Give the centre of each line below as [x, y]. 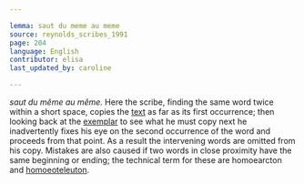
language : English [44, 51]
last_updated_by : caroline [61, 68]
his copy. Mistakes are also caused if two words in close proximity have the [151, 150]
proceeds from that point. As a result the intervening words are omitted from [152, 141]
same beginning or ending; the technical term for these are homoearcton [146, 160]
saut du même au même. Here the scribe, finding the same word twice [142, 102]
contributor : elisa [46, 60]
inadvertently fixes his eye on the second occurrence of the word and [140, 131]
